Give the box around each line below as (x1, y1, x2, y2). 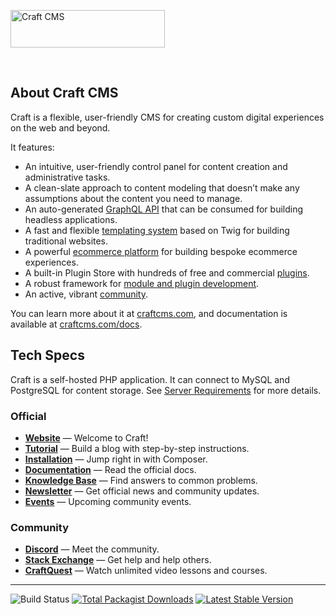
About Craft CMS (10, 85, 119, 102)
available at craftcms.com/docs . (10, 318, 143, 330)
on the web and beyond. (10, 121, 111, 134)
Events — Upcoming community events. (24, 495, 192, 507)
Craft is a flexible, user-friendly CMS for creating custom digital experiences (10, 111, 325, 123)
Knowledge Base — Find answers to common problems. (24, 474, 258, 486)
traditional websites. (24, 235, 109, 247)
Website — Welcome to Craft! (24, 431, 149, 444)
